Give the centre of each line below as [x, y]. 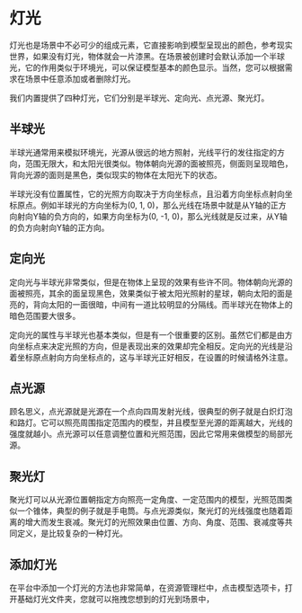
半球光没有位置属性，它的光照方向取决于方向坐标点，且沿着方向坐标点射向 [147, 193]
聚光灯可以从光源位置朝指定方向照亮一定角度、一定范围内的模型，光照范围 [147, 500]
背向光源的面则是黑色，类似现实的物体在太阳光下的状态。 [115, 174]
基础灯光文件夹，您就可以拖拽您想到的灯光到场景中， [115, 599]
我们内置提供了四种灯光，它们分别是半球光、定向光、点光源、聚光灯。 [139, 98]
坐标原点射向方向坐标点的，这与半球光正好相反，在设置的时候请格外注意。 [155, 357]
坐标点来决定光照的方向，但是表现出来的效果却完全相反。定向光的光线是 [151, 346]
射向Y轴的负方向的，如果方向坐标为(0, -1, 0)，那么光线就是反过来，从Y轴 [152, 216]
